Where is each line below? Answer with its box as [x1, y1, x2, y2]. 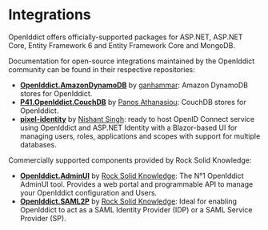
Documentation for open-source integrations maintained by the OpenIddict [8, 56, 255, 66]
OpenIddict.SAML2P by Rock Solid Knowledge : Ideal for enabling [19, 196, 238, 206]
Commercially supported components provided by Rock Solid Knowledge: [8, 155, 252, 165]
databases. [19, 139, 58, 149]
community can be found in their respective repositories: [8, 64, 195, 74]
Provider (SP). [19, 213, 66, 223]
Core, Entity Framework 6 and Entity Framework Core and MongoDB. [8, 40, 236, 50]
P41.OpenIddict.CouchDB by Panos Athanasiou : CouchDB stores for [19, 97, 246, 107]
